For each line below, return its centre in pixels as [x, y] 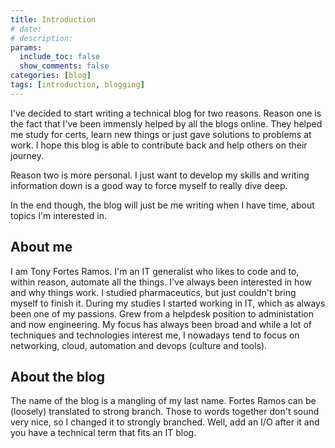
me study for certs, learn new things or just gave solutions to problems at [161, 134]
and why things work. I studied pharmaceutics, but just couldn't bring [153, 292]
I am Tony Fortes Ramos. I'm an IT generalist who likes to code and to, [155, 271]
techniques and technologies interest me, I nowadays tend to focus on [155, 335]
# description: [42, 38]
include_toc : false [60, 57]
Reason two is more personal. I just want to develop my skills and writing [160, 175]
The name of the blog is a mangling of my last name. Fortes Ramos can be [163, 401]
